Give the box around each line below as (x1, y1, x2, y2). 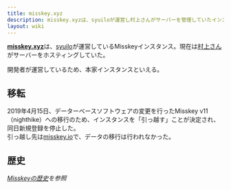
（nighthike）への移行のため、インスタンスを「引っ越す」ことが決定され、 (7, 116, 220, 124)
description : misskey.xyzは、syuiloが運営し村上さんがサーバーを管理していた (7, 16, 212, 23)
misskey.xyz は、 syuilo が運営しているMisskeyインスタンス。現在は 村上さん (7, 42, 222, 51)
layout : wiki (7, 23, 45, 29)
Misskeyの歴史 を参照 (7, 174, 67, 182)
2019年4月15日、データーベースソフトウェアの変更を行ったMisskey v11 (7, 107, 208, 115)
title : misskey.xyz (7, 10, 63, 17)
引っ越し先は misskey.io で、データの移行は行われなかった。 (7, 133, 175, 141)
